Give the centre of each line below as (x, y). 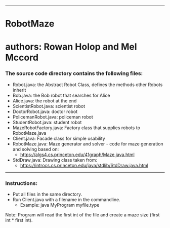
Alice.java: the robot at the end (45, 101)
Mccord (22, 58)
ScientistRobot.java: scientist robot (49, 106)
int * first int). (19, 220)
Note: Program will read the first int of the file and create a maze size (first (82, 215)
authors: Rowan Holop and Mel (71, 47)
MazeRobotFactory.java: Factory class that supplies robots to (76, 128)
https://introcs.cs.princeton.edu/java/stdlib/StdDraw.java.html (84, 165)
